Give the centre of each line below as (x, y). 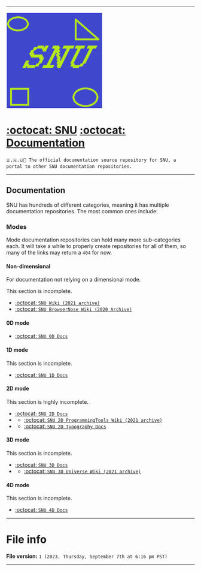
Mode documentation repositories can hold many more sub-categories (93, 240)
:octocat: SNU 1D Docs (41, 374)
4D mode (18, 485)
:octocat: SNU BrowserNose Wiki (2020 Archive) (74, 309)
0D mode (18, 323)
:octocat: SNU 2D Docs (41, 413)
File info (26, 540)
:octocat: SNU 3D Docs (41, 465)
